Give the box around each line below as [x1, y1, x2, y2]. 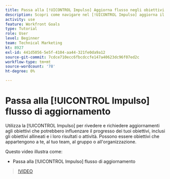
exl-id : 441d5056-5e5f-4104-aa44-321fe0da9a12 [5, 50, 106, 55]
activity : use [5, 17, 36, 22]
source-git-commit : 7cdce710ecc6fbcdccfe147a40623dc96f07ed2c [5, 54, 140, 60]
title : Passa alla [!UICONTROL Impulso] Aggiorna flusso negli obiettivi [5, 7, 165, 13]
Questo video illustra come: [5, 148, 62, 155]
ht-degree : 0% [5, 69, 36, 74]
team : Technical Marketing [5, 41, 62, 46]
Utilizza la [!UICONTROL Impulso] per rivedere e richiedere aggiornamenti [5, 122, 160, 128]
